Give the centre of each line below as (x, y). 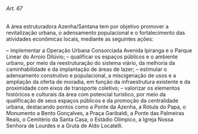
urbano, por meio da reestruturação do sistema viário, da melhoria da (91, 63)
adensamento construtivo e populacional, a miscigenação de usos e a (91, 76)
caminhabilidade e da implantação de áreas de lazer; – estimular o (87, 69)
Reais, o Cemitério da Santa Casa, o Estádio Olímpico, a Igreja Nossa (90, 120)
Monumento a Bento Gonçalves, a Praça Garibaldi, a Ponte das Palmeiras (95, 113)
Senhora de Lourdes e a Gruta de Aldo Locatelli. (64, 126)
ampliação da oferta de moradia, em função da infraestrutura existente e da (98, 82)
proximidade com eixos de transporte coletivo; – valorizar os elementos (93, 88)
